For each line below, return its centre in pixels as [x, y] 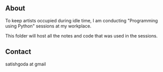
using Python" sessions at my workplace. [48, 26]
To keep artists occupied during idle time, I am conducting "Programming [81, 20]
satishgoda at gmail [26, 64]
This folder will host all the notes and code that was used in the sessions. [81, 35]
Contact [18, 52]
